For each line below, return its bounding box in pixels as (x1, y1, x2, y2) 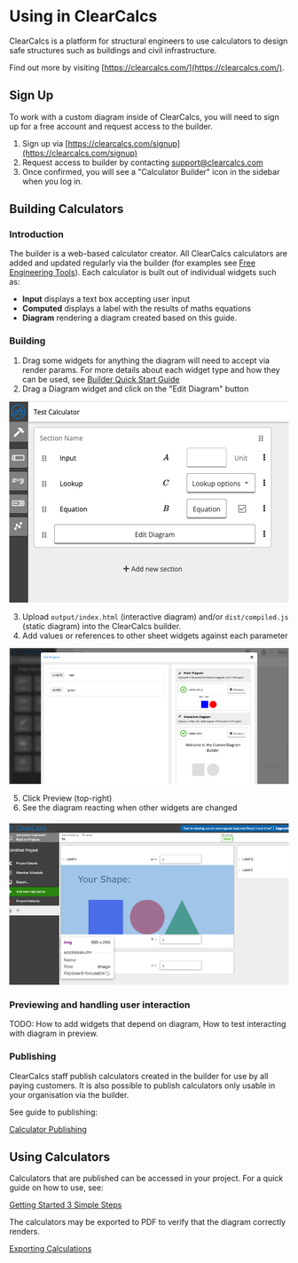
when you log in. (21, 176, 83, 186)
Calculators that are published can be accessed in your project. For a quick (9, 1173, 284, 1184)
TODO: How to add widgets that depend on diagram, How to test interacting (9, 1019, 286, 1030)
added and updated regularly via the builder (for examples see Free (9, 257, 255, 268)
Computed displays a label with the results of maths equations (21, 304, 251, 314)
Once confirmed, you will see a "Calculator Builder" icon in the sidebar (21, 166, 280, 177)
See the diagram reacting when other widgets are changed (21, 801, 238, 813)
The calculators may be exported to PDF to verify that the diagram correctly (9, 1217, 286, 1227)
